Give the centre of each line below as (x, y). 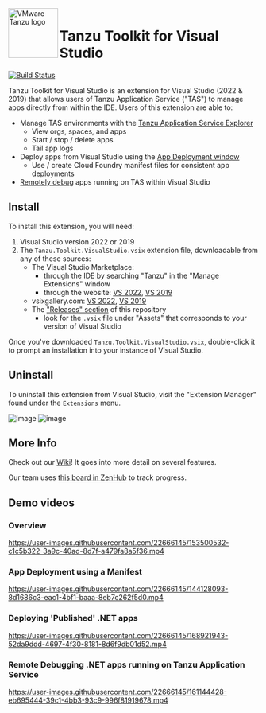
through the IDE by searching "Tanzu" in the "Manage (131, 275)
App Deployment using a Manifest (75, 571)
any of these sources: (55, 259)
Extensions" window (77, 284)
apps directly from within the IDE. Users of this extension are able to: (121, 107)
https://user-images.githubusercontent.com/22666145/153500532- (119, 543)
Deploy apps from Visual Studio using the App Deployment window (129, 156)
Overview (27, 525)
